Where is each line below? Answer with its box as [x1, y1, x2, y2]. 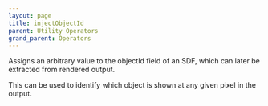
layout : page [8, 11, 52, 20]
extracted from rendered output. [8, 65, 116, 75]
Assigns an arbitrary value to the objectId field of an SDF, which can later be [8, 56, 261, 66]
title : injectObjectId [8, 19, 84, 27]
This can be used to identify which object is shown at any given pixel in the [8, 80, 257, 90]
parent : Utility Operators [8, 26, 99, 35]
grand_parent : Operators [8, 34, 91, 43]
